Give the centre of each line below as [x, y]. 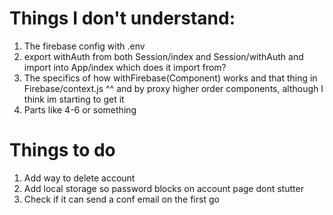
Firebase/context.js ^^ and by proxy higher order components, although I [173, 88]
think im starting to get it [74, 99]
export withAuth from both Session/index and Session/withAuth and [163, 56]
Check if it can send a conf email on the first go [121, 199]
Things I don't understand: [122, 18]
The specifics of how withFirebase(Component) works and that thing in [170, 78]
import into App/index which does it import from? [125, 67]
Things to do [62, 150]
